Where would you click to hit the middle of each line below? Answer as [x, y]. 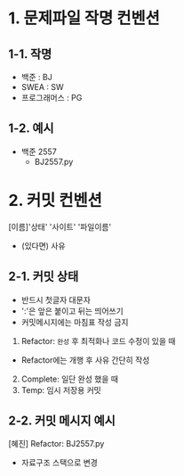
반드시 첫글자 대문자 [56, 300]
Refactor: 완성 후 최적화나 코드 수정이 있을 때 [98, 341]
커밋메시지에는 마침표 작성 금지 [75, 322]
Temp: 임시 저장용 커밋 [61, 390]
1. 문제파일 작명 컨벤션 [84, 18]
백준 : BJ [36, 77]
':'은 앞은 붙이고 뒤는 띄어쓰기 [72, 311]
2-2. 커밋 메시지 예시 [62, 420]
